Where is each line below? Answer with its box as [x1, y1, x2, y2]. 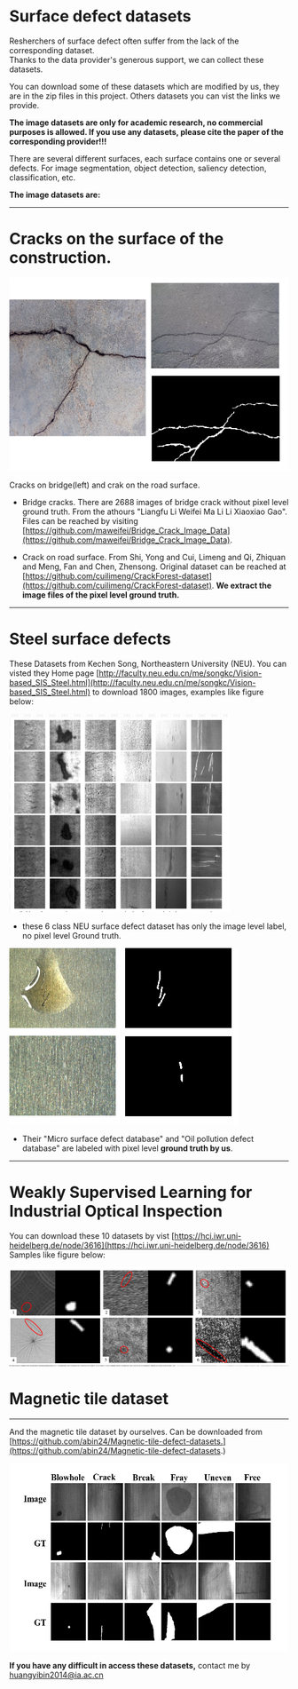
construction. [9, 248, 113, 268]
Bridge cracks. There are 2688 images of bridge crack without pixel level [21, 497, 289, 508]
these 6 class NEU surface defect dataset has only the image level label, [21, 921, 286, 932]
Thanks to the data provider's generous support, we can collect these [9, 54, 264, 65]
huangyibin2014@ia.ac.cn [9, 1669, 104, 1680]
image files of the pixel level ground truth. [21, 590, 180, 600]
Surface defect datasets [9, 6, 192, 27]
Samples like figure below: [9, 1249, 106, 1260]
